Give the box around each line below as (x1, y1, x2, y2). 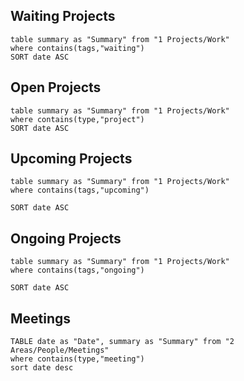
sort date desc (10, 363, 74, 373)
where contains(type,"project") (10, 114, 145, 124)
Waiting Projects (10, 8, 116, 25)
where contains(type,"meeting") (10, 354, 145, 364)
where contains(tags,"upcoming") (10, 185, 150, 196)
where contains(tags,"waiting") (10, 43, 145, 53)
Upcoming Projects (10, 150, 133, 168)
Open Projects (10, 79, 102, 96)
